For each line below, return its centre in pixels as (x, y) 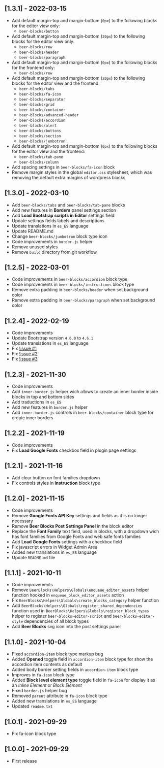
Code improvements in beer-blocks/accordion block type (70, 279)
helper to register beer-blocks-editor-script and (62, 616)
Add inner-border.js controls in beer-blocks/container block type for (82, 413)
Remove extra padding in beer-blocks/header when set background (80, 290)
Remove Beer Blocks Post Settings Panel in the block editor (72, 526)
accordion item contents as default (47, 665)
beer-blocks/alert (38, 126)
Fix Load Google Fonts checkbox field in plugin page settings (74, 450)
